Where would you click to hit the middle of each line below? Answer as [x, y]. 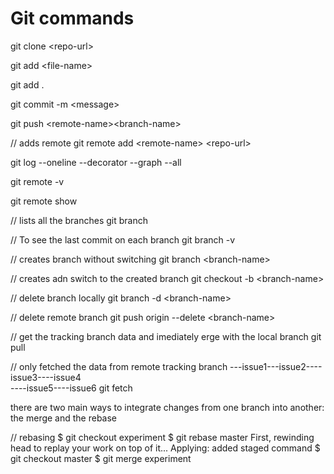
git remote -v [37, 181]
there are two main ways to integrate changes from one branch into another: [167, 407]
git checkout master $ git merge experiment [101, 458]
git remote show [44, 201]
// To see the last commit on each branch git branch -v [123, 239]
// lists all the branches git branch [79, 220]
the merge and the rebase [64, 418]
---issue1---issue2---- [276, 366]
